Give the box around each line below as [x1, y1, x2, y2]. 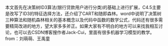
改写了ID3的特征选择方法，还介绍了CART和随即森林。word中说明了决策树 [9, 10, 161, 16]
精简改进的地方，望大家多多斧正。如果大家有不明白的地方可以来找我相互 [9, 23, 158, 29]
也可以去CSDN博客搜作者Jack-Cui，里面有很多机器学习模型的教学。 [13, 29, 155, 35]
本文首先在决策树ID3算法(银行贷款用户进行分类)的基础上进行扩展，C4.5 [5, 4, 152, 10]
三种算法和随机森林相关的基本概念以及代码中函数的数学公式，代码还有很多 [5, 17, 158, 22]
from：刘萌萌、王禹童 [5, 35, 50, 41]
